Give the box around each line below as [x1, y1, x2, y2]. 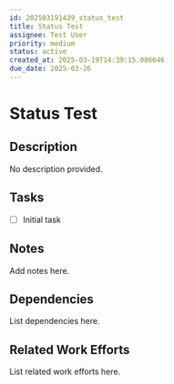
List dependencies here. [9, 316, 100, 327]
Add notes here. [9, 265, 70, 276]
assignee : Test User [9, 30, 88, 39]
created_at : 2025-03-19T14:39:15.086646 [9, 56, 166, 65]
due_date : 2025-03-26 [9, 65, 92, 74]
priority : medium [9, 38, 76, 48]
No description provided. [9, 163, 103, 174]
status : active [9, 47, 67, 56]
